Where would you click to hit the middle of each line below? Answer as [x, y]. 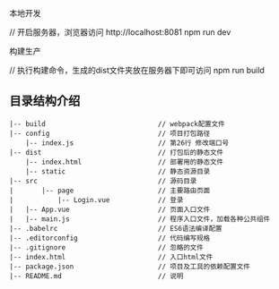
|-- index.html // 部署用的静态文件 [125, 162]
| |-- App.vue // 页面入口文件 [110, 209]
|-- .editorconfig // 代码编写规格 [110, 238]
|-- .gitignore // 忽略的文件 [106, 247]
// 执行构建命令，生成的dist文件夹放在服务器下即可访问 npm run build [137, 70]
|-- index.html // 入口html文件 [111, 257]
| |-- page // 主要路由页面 [110, 191]
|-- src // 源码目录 [103, 181]
